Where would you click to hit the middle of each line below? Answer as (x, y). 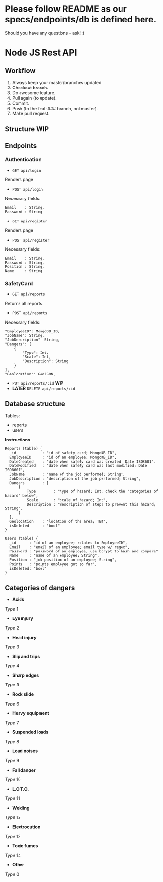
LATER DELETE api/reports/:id (44, 388)
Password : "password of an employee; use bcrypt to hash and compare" (84, 551)
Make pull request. (31, 113)
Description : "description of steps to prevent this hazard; (91, 505)
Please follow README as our (66, 9)
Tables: (12, 416)
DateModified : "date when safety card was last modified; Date (78, 466)
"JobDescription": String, (32, 340)
